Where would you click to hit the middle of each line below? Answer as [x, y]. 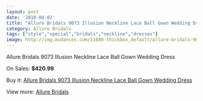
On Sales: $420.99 [30, 69]
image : [14, 40]
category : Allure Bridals [39, 29]
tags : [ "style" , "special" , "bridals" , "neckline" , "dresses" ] [82, 34]
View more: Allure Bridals [38, 92]
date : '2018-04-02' [31, 17]
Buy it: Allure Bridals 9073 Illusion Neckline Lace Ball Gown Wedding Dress [99, 80]
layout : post [23, 12]
